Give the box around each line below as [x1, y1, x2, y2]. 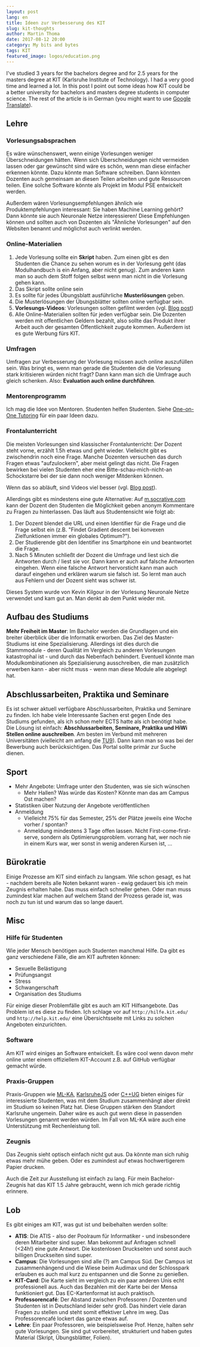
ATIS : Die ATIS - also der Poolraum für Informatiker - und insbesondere [14, 1232, 190, 1240]
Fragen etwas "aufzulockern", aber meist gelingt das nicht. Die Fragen [6, 459, 179, 466]
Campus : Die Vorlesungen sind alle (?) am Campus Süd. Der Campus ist [14, 1258, 193, 1265]
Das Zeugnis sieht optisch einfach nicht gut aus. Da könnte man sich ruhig [6, 1151, 189, 1158]
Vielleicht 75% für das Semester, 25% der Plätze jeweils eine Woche [23, 814, 192, 822]
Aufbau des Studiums [6, 611, 89, 622]
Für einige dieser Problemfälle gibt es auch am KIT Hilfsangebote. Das [6, 1002, 179, 1009]
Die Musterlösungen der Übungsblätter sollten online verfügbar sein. [14, 298, 184, 305]
